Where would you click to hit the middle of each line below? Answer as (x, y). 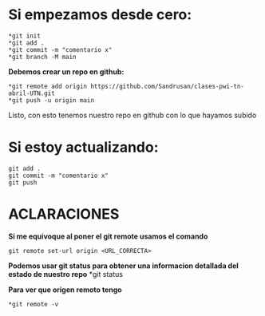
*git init (25, 36)
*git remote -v (34, 304)
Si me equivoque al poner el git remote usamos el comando (108, 236)
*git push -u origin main (51, 100)
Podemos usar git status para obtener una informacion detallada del (124, 266)
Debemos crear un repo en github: (66, 71)
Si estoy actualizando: (83, 147)
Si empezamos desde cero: (100, 15)
